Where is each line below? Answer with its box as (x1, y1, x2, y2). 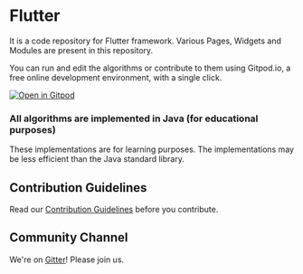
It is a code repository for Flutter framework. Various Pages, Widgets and (9, 35, 282, 46)
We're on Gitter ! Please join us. (9, 254, 125, 265)
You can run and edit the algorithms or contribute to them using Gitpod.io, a (9, 62, 291, 73)
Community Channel (9, 230, 128, 245)
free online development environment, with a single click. (9, 71, 223, 82)
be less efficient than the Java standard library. (9, 154, 185, 165)
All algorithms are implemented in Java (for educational (9, 112, 259, 125)
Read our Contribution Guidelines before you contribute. (9, 204, 219, 215)
